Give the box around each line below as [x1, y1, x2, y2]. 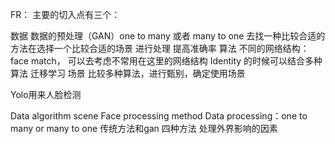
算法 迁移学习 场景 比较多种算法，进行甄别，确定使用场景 [10, 68, 246, 79]
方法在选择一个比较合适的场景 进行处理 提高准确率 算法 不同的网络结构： [10, 43, 310, 54]
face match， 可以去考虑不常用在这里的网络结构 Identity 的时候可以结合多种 [10, 55, 323, 67]
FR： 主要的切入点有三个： [10, 9, 121, 20]
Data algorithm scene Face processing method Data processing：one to [10, 110, 308, 122]
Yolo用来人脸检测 [10, 89, 82, 100]
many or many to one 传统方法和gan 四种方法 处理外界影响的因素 [10, 123, 278, 134]
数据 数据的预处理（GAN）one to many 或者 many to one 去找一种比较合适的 [10, 30, 326, 42]
